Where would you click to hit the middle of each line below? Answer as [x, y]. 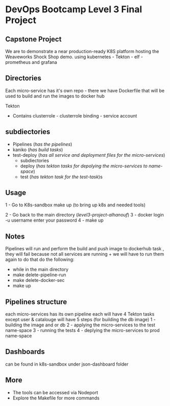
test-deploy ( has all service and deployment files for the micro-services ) [89, 155]
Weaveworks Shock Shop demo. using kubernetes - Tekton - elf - [74, 57]
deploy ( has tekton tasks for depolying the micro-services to [84, 166]
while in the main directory [40, 270]
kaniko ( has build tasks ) [38, 150]
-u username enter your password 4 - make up [54, 220]
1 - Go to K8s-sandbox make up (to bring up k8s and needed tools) [76, 205]
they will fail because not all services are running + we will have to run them [85, 254]
